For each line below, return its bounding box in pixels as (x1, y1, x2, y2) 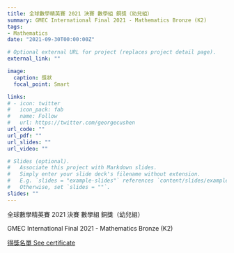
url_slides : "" (7, 139, 52, 146)
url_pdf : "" (7, 132, 42, 139)
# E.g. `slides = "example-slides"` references (7, 177, 155, 185)
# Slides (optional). (7, 158, 70, 164)
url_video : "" (7, 145, 49, 152)
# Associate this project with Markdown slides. (7, 164, 157, 171)
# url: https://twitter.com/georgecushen (7, 119, 136, 126)
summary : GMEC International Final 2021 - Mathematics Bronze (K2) (7, 17, 208, 24)
